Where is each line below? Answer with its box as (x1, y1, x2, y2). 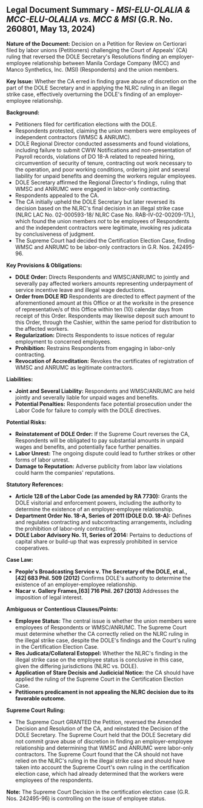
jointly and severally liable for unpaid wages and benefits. (15, 393, 159, 401)
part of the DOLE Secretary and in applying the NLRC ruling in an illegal (6, 84, 184, 91)
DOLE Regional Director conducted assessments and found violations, (15, 140, 190, 147)
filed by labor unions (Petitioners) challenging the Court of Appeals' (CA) (6, 46, 188, 54)
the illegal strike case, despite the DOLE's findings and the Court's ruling (15, 637, 197, 644)
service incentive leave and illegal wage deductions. (15, 286, 146, 294)
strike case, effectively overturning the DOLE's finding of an (6, 91, 156, 98)
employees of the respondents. (15, 776, 93, 784)
